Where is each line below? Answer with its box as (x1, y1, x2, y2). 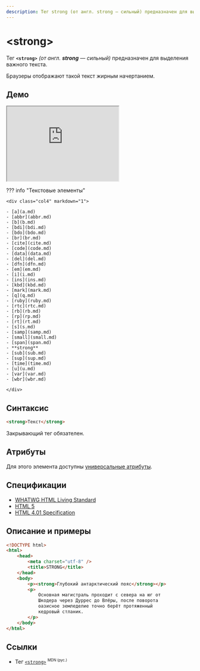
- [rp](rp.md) (6, 313, 42, 320)
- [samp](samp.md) (6, 330, 52, 335)
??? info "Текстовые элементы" (6, 187, 85, 194)
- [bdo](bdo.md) (6, 230, 46, 236)
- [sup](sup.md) (6, 355, 46, 362)
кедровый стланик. (37, 609, 84, 615)
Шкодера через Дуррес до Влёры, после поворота (37, 597, 159, 604)
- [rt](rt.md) (6, 319, 42, 325)
